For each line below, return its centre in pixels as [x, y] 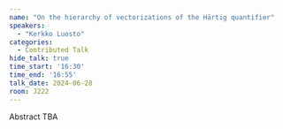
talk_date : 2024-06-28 [51, 83]
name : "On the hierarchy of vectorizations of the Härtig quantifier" [142, 17]
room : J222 [29, 91]
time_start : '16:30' [47, 67]
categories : [31, 42]
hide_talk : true [39, 58]
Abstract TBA [34, 117]
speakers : [27, 26]
